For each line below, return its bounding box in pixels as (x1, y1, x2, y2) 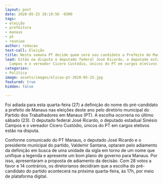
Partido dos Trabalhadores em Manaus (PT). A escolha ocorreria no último (5, 112, 154, 118)
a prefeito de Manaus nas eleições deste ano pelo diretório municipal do (5, 107, 149, 112)
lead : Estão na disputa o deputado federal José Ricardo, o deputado (5, 57, 149, 62)
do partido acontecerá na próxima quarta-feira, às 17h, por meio (26, 168, 154, 174)
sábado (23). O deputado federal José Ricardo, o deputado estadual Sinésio (5, 117, 158, 123)
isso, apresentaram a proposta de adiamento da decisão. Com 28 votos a (5, 158, 152, 164)
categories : (5, 66, 29, 71)
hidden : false (5, 84, 34, 89)
